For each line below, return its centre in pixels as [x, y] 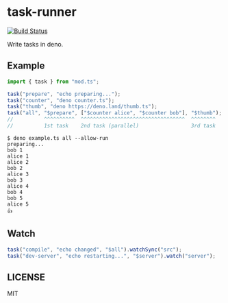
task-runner [42, 12]
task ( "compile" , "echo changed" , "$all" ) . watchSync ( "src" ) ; [95, 250]
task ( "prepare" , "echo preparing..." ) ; [64, 94]
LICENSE [26, 277]
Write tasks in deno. [35, 44]
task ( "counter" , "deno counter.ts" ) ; [61, 100]
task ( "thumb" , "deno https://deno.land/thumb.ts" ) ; [82, 107]
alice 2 [18, 162]
